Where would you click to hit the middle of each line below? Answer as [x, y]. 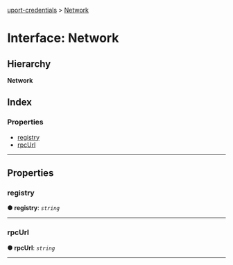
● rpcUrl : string [31, 248]
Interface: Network [63, 38]
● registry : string [34, 208]
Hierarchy [29, 64]
